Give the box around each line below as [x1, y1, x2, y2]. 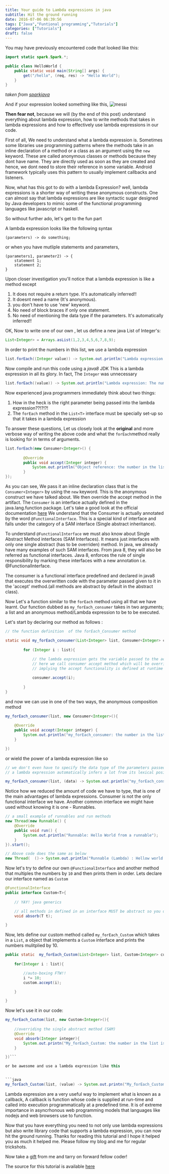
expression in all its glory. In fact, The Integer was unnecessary [5, 371, 137, 377]
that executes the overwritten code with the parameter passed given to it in [5, 578, 161, 584]
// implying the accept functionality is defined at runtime [32, 666, 163, 671]
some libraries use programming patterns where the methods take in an [5, 142, 154, 149]
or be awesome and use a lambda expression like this [5, 1064, 121, 1069]
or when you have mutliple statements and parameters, [5, 244, 120, 250]
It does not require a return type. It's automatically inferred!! [12, 291, 137, 297]
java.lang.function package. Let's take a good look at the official [5, 505, 138, 511]
